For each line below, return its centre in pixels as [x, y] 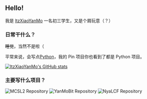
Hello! [14, 8]
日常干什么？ [20, 34]
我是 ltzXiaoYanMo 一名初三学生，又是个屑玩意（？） [59, 20]
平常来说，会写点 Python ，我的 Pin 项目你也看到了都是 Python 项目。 [75, 57]
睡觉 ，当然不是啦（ [25, 46]
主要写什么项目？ [25, 80]
